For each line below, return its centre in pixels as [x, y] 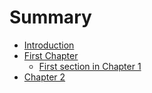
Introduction [49, 45]
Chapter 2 [44, 77]
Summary [50, 17]
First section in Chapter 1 [90, 66]
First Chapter [51, 55]
